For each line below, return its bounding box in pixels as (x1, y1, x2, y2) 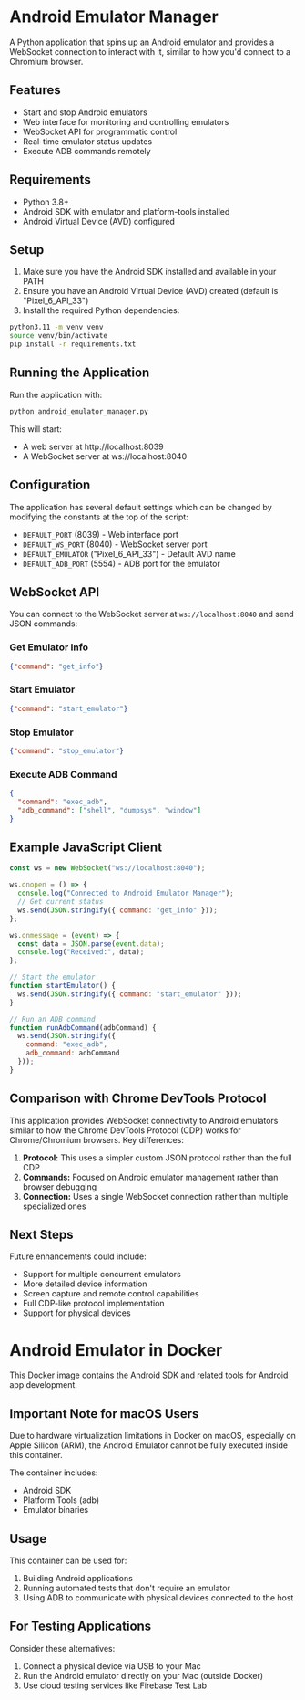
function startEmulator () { (9, 981, 117, 991)
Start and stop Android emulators (22, 107, 147, 118)
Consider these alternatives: (9, 1642, 116, 1653)
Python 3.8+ (22, 196, 70, 207)
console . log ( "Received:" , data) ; (17, 948, 145, 957)
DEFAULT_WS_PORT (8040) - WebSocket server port (22, 539, 208, 550)
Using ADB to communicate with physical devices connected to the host (22, 1592, 294, 1603)
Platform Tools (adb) (22, 1495, 100, 1506)
